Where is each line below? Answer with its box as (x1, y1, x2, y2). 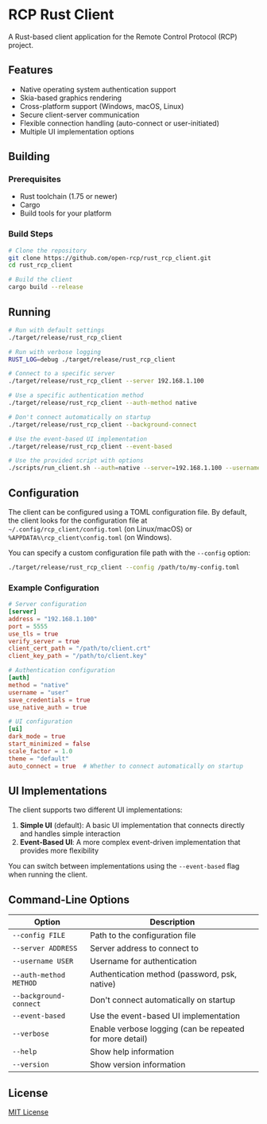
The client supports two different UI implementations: (8, 805, 183, 815)
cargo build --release (8, 283, 83, 291)
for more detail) (90, 1033, 149, 1044)
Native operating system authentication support (19, 84, 176, 94)
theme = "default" (8, 754, 69, 763)
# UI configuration (8, 718, 73, 725)
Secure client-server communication (19, 110, 140, 119)
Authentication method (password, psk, (90, 969, 237, 980)
